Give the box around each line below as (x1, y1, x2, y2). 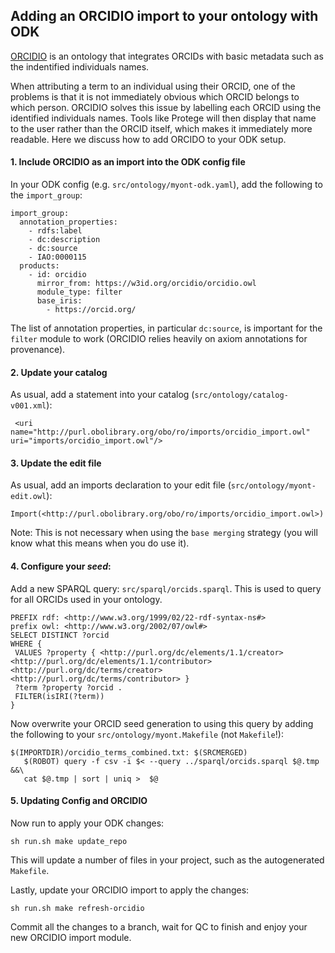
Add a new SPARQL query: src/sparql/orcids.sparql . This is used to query (10, 582, 322, 594)
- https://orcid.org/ (46, 305, 137, 315)
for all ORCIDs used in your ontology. (10, 593, 163, 605)
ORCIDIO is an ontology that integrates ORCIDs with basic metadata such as (10, 50, 324, 62)
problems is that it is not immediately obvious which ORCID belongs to (10, 90, 300, 103)
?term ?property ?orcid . (14, 682, 123, 693)
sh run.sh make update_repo (10, 836, 128, 846)
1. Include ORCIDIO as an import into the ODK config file (10, 156, 246, 168)
